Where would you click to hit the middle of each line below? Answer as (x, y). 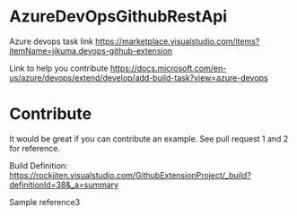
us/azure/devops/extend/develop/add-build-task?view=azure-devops (139, 77)
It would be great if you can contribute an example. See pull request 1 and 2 (149, 138)
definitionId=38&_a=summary (64, 185)
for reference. (35, 148)
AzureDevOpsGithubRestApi (118, 17)
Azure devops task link (52, 41)
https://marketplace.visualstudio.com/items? (178, 41)
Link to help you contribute (59, 68)
